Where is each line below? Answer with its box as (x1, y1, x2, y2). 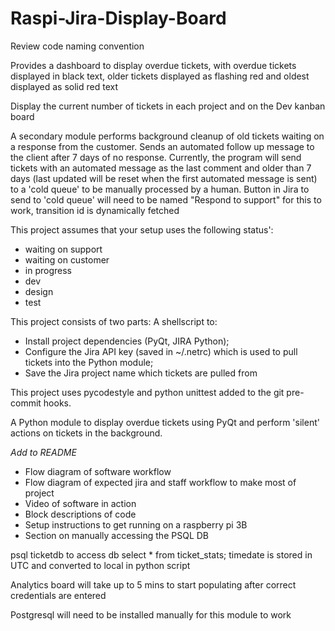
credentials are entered (10, 589, 107, 601)
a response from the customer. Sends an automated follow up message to (10, 140, 315, 152)
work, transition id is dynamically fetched (10, 204, 180, 216)
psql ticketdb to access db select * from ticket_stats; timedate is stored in (10, 548, 313, 561)
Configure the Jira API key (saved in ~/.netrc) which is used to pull (24, 345, 298, 357)
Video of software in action (24, 497, 137, 509)
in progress (24, 264, 72, 276)
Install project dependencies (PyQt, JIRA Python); (24, 335, 230, 347)
